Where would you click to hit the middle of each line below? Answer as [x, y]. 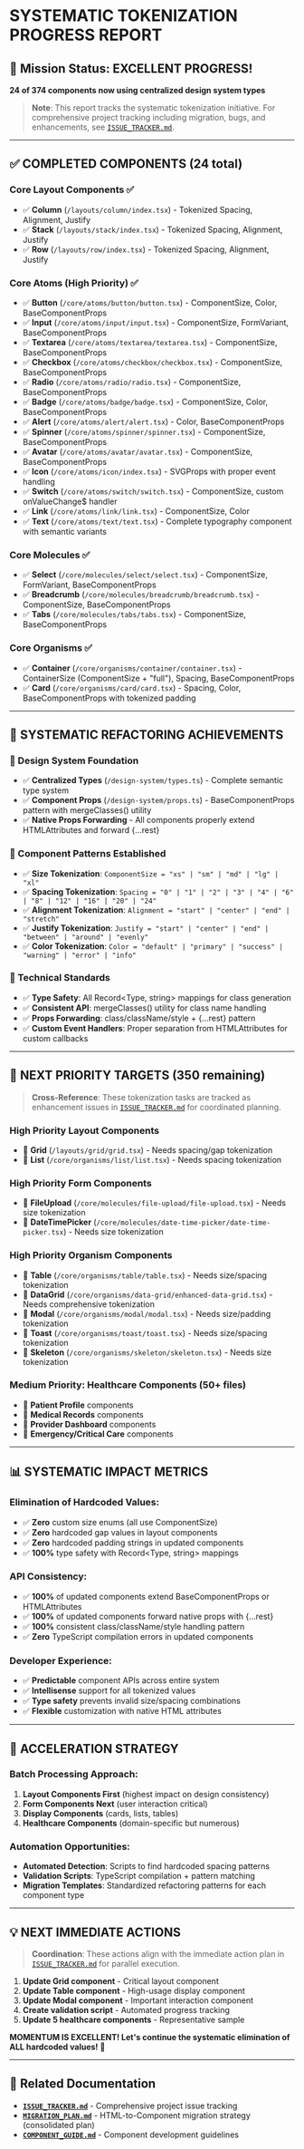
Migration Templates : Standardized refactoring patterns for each [144, 1885]
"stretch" [41, 919]
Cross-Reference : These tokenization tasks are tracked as [141, 1097]
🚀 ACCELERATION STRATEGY [94, 1749]
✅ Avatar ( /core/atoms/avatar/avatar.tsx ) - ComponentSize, [138, 451]
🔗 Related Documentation [83, 2084]
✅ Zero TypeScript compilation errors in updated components [138, 1636]
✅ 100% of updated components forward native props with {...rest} [148, 1616]
